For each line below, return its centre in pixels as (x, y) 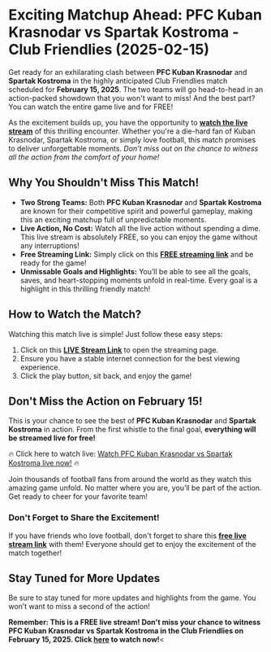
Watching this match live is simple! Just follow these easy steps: (116, 334)
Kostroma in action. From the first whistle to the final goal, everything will (132, 430)
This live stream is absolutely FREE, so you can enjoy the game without (139, 237)
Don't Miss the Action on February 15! (105, 401)
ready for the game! (53, 263)
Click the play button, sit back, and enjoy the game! (106, 375)
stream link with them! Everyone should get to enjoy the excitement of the (133, 544)
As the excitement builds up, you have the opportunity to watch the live (128, 122)
